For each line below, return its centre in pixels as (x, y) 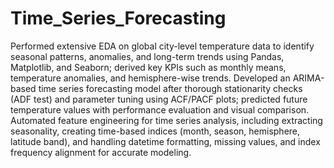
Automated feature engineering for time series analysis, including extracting (166, 120)
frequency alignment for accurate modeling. (101, 152)
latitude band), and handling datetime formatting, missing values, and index (165, 141)
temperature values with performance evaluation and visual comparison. (160, 109)
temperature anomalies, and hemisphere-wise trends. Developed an (150, 78)
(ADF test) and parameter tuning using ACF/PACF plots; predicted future (159, 99)
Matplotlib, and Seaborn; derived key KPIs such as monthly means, (148, 67)
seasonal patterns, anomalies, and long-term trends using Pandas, (147, 56)
